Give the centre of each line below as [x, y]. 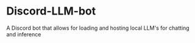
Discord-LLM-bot [51, 11]
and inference [24, 34]
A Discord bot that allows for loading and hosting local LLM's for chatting [98, 28]
